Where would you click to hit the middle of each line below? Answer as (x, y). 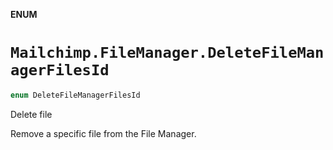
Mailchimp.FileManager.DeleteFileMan (167, 53)
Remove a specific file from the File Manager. (103, 133)
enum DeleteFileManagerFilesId (75, 95)
